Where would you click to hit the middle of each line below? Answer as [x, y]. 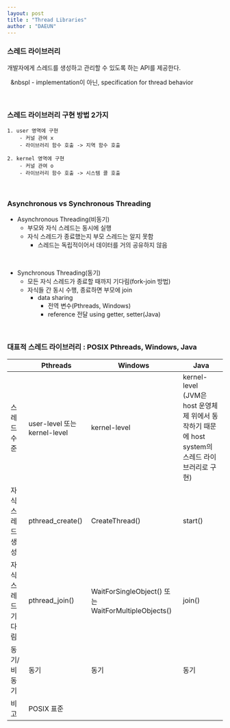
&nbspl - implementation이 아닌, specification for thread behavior [102, 82]
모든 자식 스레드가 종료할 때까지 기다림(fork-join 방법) [99, 281]
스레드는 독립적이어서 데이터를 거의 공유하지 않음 [102, 245]
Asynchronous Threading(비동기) [63, 219]
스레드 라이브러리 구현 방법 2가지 [58, 115]
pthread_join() [51, 600]
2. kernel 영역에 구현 [36, 158]
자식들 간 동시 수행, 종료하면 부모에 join [79, 290]
